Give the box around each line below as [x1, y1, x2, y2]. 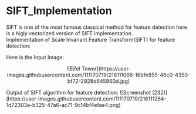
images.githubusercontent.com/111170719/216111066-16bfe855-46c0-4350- [6, 71, 191, 78]
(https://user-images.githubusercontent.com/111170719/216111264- [6, 95, 167, 102]
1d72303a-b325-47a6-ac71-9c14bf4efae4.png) [6, 101, 121, 108]
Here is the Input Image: [6, 53, 65, 61]
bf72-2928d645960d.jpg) [67, 78, 130, 85]
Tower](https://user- [81, 65, 131, 72]
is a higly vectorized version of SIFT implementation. [6, 29, 133, 36]
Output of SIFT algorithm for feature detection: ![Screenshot [6, 89, 151, 96]
